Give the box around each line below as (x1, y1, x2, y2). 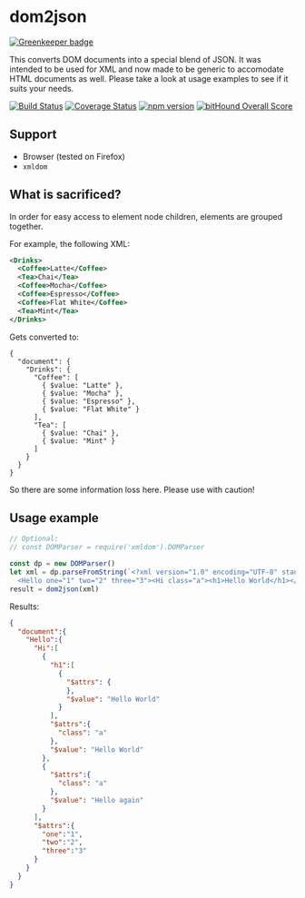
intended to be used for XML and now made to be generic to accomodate (9, 64, 284, 74)
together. (9, 221, 44, 232)
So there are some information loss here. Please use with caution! (9, 484, 256, 495)
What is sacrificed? (9, 187, 122, 202)
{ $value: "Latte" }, (42, 380, 124, 390)
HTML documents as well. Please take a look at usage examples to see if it (9, 73, 289, 84)
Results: (9, 601, 40, 612)
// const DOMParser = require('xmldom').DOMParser (9, 543, 205, 552)
